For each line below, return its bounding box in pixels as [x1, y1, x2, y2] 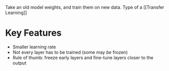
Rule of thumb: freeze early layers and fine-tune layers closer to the [12, 54, 154, 60]
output [12, 60, 27, 66]
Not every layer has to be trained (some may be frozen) [12, 49, 128, 55]
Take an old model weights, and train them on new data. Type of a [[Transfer [5, 5, 164, 10]
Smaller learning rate [12, 44, 57, 50]
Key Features [5, 27, 62, 39]
